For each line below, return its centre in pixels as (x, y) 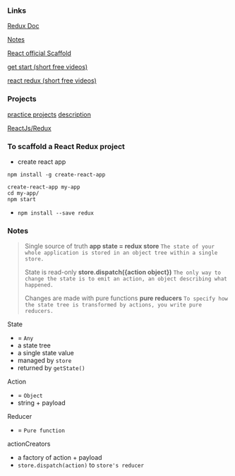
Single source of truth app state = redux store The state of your (120, 246)
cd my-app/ (23, 193)
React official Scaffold (40, 53)
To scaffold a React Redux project (66, 146)
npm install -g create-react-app (56, 174)
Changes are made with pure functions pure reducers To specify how (126, 298)
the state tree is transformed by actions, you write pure (113, 305)
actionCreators (29, 444)
